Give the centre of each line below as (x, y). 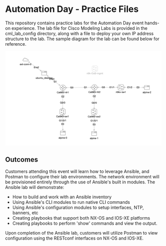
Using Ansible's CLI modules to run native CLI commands (71, 202)
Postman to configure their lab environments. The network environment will (83, 177)
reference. (16, 44)
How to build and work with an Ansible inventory (62, 197)
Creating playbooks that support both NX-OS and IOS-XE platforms (81, 218)
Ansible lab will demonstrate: (35, 187)
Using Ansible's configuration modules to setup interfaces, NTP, (78, 208)
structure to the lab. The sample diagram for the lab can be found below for (83, 39)
